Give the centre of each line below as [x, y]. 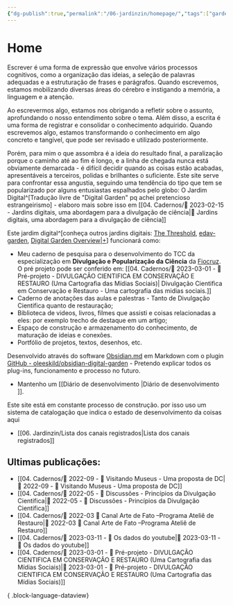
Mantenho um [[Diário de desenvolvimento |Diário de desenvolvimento [118, 384]
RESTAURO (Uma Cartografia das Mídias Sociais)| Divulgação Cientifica [120, 283]
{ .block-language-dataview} [48, 596]
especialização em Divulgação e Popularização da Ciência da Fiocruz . [119, 261]
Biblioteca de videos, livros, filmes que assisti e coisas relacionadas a [116, 312]
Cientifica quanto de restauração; [65, 305]
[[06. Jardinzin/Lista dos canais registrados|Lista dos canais [103, 433]
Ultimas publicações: [54, 462]
